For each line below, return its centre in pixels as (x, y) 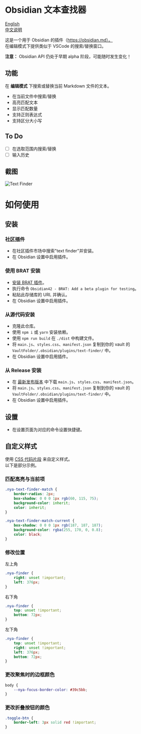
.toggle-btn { (19, 718)
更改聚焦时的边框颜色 (30, 675)
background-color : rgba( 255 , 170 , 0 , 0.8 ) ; (58, 530)
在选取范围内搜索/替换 (34, 149)
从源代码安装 (20, 314)
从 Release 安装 (23, 370)
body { (12, 685)
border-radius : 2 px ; (34, 494)
